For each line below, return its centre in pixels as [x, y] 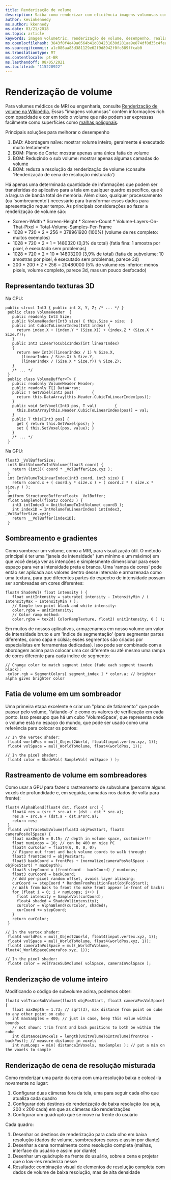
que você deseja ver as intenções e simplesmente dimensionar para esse [82, 561]
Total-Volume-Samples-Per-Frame [76, 227]
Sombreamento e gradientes [51, 538]
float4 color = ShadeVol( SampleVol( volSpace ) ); [63, 760]
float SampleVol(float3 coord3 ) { [45, 500]
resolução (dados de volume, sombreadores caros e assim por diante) [86, 1140]
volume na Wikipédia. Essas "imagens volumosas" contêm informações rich [85, 112]
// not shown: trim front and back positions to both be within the [86, 1028]
